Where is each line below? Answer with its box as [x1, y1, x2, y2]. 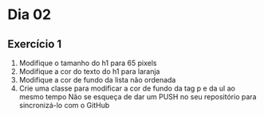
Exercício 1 [7, 37, 62, 51]
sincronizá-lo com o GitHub [18, 101, 110, 110]
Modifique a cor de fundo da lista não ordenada [18, 75, 176, 84]
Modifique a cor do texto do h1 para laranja [18, 67, 160, 76]
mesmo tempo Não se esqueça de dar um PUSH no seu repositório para [18, 92, 257, 101]
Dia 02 [7, 6, 52, 24]
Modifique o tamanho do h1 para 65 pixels [18, 58, 157, 68]
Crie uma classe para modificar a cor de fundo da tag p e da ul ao [18, 83, 236, 93]
